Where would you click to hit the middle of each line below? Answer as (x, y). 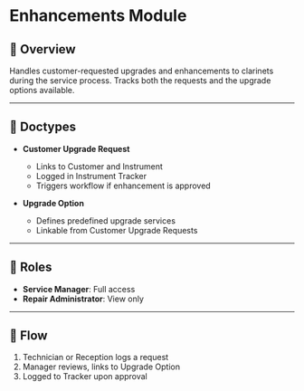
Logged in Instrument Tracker (91, 176)
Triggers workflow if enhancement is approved (123, 186)
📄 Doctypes (43, 127)
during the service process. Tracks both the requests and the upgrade (140, 81)
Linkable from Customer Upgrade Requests (117, 230)
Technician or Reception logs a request (95, 358)
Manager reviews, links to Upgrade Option (101, 367)
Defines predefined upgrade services (106, 220)
